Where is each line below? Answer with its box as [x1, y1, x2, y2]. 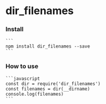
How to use [5, 62, 39, 71]
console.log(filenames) [5, 91, 64, 97]
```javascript [5, 75, 41, 82]
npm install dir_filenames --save [5, 43, 91, 49]
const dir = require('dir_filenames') [5, 80, 101, 86]
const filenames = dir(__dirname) [5, 86, 91, 92]
